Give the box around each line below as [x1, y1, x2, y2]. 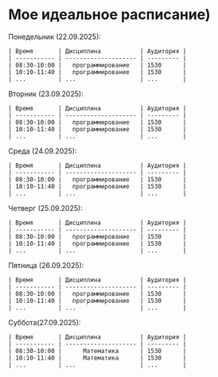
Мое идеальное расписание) [8, 6, 211, 24]
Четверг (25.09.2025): [8, 203, 84, 212]
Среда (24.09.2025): [8, 146, 77, 156]
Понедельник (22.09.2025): [8, 32, 102, 41]
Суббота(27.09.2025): [8, 317, 81, 327]
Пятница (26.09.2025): [8, 260, 84, 270]
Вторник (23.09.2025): [8, 89, 84, 99]
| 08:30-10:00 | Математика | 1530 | [8, 347, 187, 355]
